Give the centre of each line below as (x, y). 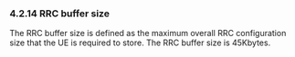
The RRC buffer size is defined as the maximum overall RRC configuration (148, 33)
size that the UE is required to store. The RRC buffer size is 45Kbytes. (140, 43)
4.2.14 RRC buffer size (59, 14)
